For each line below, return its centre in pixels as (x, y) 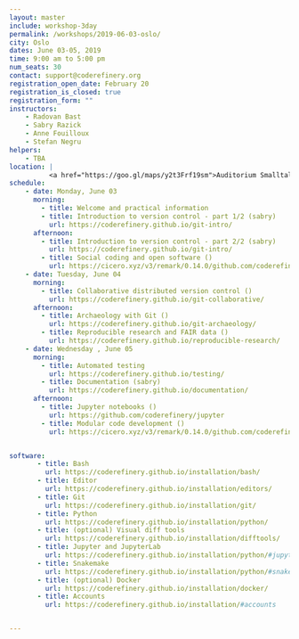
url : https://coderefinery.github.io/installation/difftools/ (162, 539)
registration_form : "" (51, 100)
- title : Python (67, 513)
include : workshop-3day (53, 26)
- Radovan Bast (53, 117)
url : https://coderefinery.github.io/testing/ (137, 374)
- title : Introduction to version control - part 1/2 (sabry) (159, 216)
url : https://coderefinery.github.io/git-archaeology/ (152, 324)
